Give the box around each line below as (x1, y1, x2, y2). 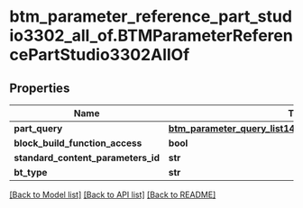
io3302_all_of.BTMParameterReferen (9, 25, 293, 46)
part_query (14, 122, 63, 134)
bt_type (14, 167, 48, 178)
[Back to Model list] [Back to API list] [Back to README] (9, 189, 216, 200)
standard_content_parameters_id (14, 151, 161, 164)
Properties (9, 80, 70, 95)
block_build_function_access (14, 137, 142, 149)
